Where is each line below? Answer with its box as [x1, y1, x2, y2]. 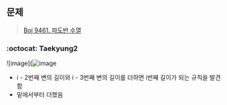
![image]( [6, 59, 32, 67]
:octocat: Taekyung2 [6, 43, 79, 53]
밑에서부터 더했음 [16, 91, 63, 99]
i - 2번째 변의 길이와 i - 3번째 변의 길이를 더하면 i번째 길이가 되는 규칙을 [16, 73, 208, 82]
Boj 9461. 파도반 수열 [23, 26, 82, 34]
